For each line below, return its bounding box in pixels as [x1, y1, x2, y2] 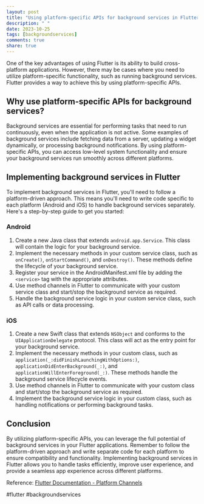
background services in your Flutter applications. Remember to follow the [6, 441, 190, 449]
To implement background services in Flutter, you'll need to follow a [6, 188, 176, 195]
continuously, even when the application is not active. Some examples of [6, 128, 189, 136]
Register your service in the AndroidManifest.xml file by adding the [15, 269, 182, 276]
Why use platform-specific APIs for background [6, 97, 192, 107]
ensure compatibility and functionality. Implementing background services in [6, 454, 198, 461]
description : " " [6, 20, 50, 26]
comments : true [6, 37, 45, 43]
